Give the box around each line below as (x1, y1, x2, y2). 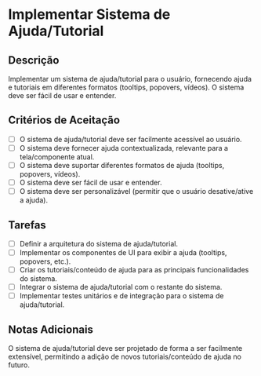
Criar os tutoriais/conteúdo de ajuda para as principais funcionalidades (19, 265, 249, 275)
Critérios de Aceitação (8, 114, 120, 127)
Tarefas (8, 218, 47, 232)
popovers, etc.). (19, 257, 71, 266)
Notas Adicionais (8, 323, 94, 336)
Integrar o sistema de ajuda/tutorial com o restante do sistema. (19, 283, 223, 292)
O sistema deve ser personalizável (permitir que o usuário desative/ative (19, 187, 254, 196)
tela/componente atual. (19, 151, 95, 162)
